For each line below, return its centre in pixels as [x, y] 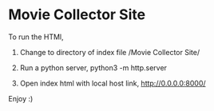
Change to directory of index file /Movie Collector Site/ [110, 52]
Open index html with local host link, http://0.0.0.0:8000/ [113, 83]
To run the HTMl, [36, 37]
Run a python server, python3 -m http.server [93, 67]
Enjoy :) [21, 98]
